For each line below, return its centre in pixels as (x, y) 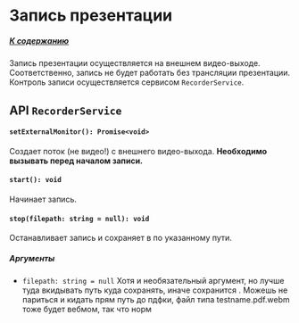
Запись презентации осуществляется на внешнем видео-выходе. (135, 63)
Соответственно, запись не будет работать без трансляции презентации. (150, 73)
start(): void (36, 180)
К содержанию (39, 40)
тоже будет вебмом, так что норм (87, 310)
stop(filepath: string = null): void (79, 219)
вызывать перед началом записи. (76, 161)
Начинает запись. (43, 199)
